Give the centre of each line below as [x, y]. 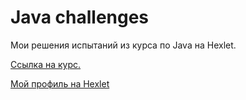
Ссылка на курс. [46, 64]
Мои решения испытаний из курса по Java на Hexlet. [123, 45]
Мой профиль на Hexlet [60, 83]
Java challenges [80, 17]
